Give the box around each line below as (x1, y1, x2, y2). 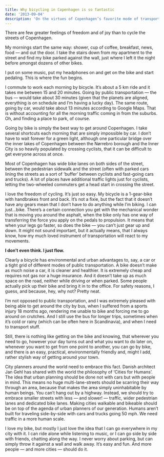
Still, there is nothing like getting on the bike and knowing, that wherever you (5, 333, 159, 339)
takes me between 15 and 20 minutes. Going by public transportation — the (5, 89, 157, 96)
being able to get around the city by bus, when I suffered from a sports (5, 303, 147, 309)
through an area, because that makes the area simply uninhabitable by (5, 385, 147, 391)
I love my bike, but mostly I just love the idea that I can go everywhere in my (5, 426, 158, 431)
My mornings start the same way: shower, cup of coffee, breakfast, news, (5, 45, 154, 51)
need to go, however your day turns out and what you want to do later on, (5, 339, 153, 345)
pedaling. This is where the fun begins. (5, 75, 83, 81)
